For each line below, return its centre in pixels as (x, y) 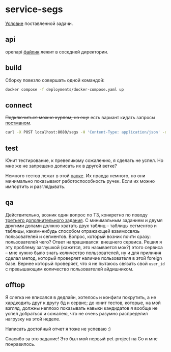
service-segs (34, 9)
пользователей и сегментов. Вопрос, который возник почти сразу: (78, 236)
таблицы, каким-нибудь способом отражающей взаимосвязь (73, 231)
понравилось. (20, 344)
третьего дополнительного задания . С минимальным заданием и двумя (84, 220)
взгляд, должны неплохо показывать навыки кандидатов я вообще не (81, 308)
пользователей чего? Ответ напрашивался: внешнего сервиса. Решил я (84, 242)
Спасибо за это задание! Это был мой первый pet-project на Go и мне (81, 339)
